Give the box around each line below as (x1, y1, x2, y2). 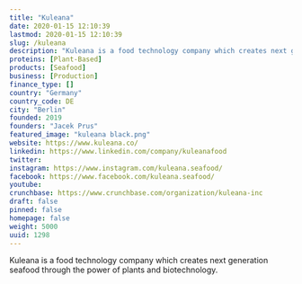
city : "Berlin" (9, 105, 67, 114)
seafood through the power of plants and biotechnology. (9, 264, 218, 275)
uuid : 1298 (9, 230, 50, 239)
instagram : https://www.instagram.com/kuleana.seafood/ (9, 164, 223, 173)
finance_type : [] (9, 80, 75, 89)
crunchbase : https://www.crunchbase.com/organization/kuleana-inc (9, 189, 263, 198)
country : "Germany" (9, 88, 83, 97)
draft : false (9, 197, 58, 207)
